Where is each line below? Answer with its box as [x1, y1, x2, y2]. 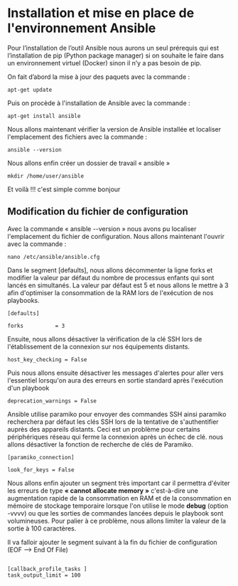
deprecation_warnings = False [7, 397, 97, 405]
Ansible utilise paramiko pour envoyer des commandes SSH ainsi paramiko [7, 410, 227, 418]
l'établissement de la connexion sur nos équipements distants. [7, 342, 190, 351]
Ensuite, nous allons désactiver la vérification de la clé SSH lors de [7, 334, 202, 343]
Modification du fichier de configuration [7, 206, 188, 218]
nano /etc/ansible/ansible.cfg [7, 253, 100, 260]
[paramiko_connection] [7, 454, 75, 461]
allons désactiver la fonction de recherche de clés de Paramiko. [7, 439, 194, 449]
